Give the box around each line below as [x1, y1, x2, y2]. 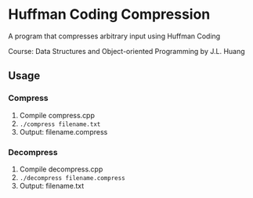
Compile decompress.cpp [19, 164, 103, 174]
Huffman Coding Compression [8, 5, 211, 23]
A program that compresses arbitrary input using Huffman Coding [8, 31, 221, 41]
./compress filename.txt [19, 120, 101, 128]
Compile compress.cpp [19, 110, 96, 120]
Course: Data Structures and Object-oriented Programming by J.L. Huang [8, 46, 245, 56]
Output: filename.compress [19, 127, 108, 136]
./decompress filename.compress [19, 174, 125, 182]
